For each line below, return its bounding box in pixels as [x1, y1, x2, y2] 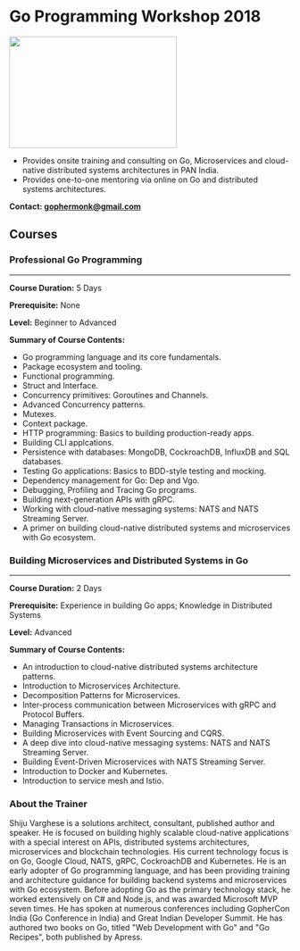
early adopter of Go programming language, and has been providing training [9, 865, 290, 876]
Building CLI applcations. [21, 437, 114, 447]
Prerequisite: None [9, 299, 80, 310]
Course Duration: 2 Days [9, 582, 103, 593]
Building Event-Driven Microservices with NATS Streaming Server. [21, 756, 266, 767]
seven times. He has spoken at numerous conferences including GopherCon [9, 904, 290, 914]
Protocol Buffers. [21, 708, 85, 720]
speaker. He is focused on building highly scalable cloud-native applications [9, 828, 289, 838]
